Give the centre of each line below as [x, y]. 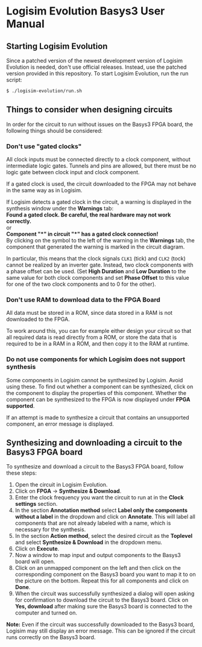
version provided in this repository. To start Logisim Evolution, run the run [97, 73]
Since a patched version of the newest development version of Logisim [94, 61]
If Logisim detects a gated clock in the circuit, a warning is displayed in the [99, 202]
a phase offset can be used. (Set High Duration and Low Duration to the [96, 271]
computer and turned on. [46, 613]
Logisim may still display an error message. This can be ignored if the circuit [101, 631]
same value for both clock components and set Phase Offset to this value [98, 277]
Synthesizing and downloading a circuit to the [94, 442]
